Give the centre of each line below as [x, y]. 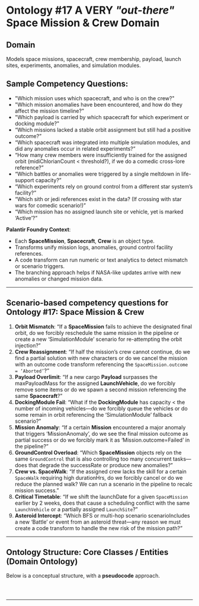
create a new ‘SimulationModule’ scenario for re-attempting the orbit [98, 339]
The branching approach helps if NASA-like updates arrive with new [98, 272]
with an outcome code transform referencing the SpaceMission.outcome [101, 364]
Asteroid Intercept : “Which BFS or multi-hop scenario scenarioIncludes [102, 515]
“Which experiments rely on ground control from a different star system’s [104, 186]
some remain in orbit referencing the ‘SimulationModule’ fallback [94, 414]
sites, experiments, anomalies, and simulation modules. [73, 65]
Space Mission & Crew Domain [83, 23]
